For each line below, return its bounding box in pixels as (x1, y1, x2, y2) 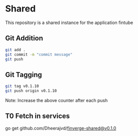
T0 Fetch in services (5, 112, 70, 120)
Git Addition (5, 34, 43, 42)
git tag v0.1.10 (5, 83, 39, 89)
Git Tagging (5, 70, 42, 79)
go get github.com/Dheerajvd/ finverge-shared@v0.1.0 (5, 125, 116, 131)
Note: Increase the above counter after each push (5, 97, 108, 103)
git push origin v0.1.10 (5, 88, 57, 93)
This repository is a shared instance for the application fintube (5, 19, 133, 25)
